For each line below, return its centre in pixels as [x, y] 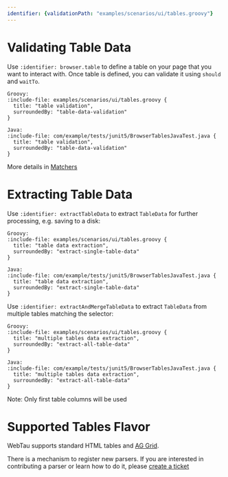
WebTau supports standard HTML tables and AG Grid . [83, 446]
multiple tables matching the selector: [60, 313]
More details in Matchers [42, 166]
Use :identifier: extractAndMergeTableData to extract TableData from [107, 306]
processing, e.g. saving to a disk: [54, 221]
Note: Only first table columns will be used [67, 399]
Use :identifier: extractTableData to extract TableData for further [103, 213]
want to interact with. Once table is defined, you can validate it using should [114, 74]
